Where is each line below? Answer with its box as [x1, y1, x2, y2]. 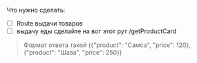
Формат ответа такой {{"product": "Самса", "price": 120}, [23, 41, 191, 49]
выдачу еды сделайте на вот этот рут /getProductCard [16, 27, 177, 35]
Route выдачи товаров [16, 19, 84, 27]
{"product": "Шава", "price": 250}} [23, 48, 122, 57]
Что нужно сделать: [6, 6, 66, 14]
